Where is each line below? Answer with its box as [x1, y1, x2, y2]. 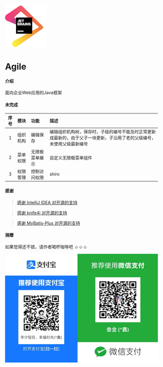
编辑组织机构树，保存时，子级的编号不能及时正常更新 [49, 129, 156, 135]
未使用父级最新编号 [49, 141, 88, 147]
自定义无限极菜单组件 [49, 155, 92, 160]
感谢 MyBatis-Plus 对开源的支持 [16, 220, 81, 226]
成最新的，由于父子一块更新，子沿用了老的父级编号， [49, 135, 156, 141]
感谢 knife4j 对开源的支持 [16, 210, 67, 216]
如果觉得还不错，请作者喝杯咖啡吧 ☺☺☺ [5, 244, 87, 250]
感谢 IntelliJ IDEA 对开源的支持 [16, 199, 78, 205]
